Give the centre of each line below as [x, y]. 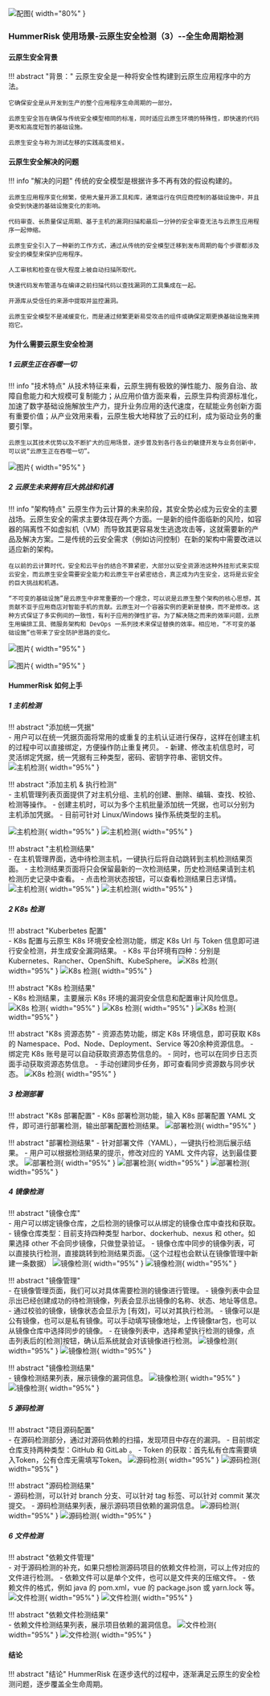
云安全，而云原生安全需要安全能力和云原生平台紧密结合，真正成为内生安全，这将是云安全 [134, 574]
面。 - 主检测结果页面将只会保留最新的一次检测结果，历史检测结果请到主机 [132, 869]
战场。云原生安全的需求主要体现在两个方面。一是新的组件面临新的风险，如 [131, 519]
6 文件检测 [26, 1535]
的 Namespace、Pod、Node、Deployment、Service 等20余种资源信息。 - [131, 1044]
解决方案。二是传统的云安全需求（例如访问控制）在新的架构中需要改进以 [142, 539]
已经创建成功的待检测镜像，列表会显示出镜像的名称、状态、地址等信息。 [142, 1301]
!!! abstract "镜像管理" [45, 1281]
